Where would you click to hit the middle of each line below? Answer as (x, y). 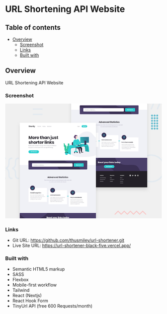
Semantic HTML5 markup (39, 269)
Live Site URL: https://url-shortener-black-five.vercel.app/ (72, 246)
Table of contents (33, 28)
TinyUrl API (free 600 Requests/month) (52, 306)
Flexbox (20, 280)
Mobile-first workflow (35, 285)
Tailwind (21, 290)
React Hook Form (30, 301)
